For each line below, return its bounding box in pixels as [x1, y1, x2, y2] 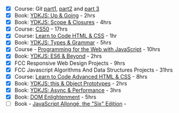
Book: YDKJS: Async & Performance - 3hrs [14, 87, 121, 94]
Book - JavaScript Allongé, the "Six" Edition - [14, 100, 127, 107]
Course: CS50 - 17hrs [14, 25, 68, 32]
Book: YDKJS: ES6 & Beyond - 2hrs [14, 52, 102, 60]
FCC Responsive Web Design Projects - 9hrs [14, 60, 126, 67]
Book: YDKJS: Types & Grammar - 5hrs [14, 39, 112, 46]
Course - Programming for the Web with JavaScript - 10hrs [14, 46, 160, 53]
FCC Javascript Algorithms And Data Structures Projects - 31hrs [14, 66, 173, 73]
